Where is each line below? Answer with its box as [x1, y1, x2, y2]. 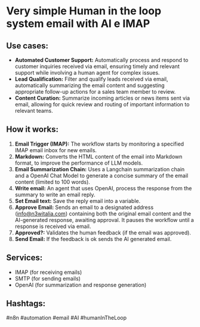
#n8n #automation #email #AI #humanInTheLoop [6, 314, 127, 322]
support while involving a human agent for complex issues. [14, 69, 160, 76]
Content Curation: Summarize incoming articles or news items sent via [14, 94, 190, 101]
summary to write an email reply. [14, 191, 96, 198]
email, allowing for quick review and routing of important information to [14, 101, 190, 108]
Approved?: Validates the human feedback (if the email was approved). [14, 229, 191, 236]
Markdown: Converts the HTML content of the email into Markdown [14, 153, 183, 160]
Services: [6, 252, 43, 263]
